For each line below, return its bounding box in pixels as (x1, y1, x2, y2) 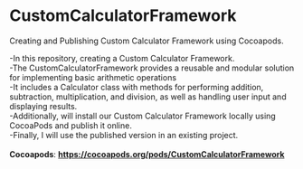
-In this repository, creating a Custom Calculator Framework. (9, 52, 235, 63)
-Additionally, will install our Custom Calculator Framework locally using (9, 110, 276, 121)
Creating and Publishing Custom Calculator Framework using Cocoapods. (9, 35, 284, 46)
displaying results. (9, 100, 78, 111)
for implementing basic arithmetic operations (9, 71, 177, 82)
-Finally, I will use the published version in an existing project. (9, 129, 239, 140)
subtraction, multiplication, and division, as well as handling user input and (9, 91, 287, 102)
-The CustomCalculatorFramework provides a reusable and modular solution (9, 62, 295, 73)
